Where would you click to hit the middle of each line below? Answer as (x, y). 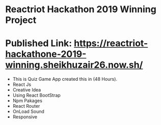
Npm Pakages (27, 101)
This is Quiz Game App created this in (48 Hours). (65, 79)
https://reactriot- (111, 43)
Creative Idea (27, 90)
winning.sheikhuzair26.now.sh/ (74, 65)
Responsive (25, 117)
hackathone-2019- (46, 54)
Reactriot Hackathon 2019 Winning (81, 9)
